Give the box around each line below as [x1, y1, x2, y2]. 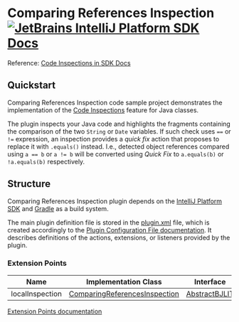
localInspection [11, 289, 63, 299]
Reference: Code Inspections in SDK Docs [7, 58, 131, 67]
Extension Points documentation [7, 307, 102, 316]
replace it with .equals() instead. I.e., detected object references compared [7, 142, 230, 151]
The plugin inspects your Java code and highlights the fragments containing [7, 119, 231, 128]
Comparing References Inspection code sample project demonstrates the [7, 98, 223, 107]
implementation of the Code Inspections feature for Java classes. [7, 105, 199, 114]
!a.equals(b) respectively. [7, 157, 85, 166]
